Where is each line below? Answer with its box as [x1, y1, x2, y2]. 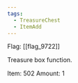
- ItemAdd [13, 23, 42, 30]
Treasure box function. [7, 56, 72, 64]
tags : [7, 10, 23, 17]
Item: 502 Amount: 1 [7, 69, 65, 77]
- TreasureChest [13, 17, 61, 24]
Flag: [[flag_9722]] [7, 43, 61, 51]
